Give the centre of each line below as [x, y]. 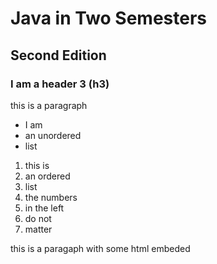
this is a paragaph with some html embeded [100, 248]
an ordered [47, 176]
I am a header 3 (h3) [60, 84]
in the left [44, 208]
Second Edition [58, 55]
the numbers [51, 197]
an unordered [53, 135]
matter [38, 229]
